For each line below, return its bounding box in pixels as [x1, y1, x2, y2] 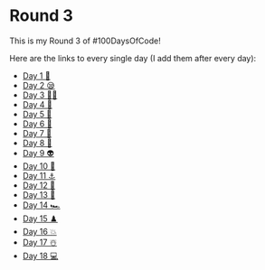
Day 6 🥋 [22, 118, 52, 129]
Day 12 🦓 [22, 180, 56, 191]
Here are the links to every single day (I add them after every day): [9, 52, 257, 63]
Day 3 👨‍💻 [22, 89, 58, 100]
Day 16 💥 [22, 226, 57, 237]
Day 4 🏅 [22, 98, 52, 109]
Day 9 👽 [22, 147, 54, 158]
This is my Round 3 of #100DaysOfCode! [9, 35, 161, 46]
